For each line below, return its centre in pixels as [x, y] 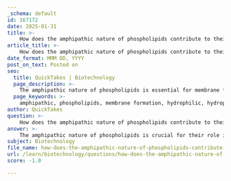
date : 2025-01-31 [32, 26]
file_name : [23, 148]
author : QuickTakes [35, 109]
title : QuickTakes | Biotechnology [64, 77]
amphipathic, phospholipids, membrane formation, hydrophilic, [112, 103]
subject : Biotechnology [41, 142]
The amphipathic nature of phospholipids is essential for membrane [120, 90]
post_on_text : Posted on [43, 65]
